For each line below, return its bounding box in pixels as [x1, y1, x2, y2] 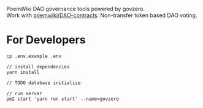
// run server [6, 90, 43, 96]
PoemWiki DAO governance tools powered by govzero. [6, 5, 145, 12]
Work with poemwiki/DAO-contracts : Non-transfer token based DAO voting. [6, 12, 197, 19]
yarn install [6, 69, 40, 75]
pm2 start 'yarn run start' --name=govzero [6, 96, 120, 102]
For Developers [6, 33, 86, 47]
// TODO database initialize [6, 79, 81, 86]
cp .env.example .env [6, 53, 62, 59]
